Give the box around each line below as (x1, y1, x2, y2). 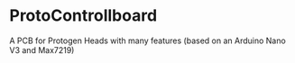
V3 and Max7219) (9, 44, 75, 55)
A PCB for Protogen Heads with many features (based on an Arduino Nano (9, 35, 286, 46)
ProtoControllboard (9, 5, 158, 26)
